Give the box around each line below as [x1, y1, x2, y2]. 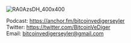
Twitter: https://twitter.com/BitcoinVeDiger [6, 24, 111, 30]
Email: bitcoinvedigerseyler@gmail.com [6, 30, 104, 37]
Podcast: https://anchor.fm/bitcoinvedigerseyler [6, 17, 125, 24]
